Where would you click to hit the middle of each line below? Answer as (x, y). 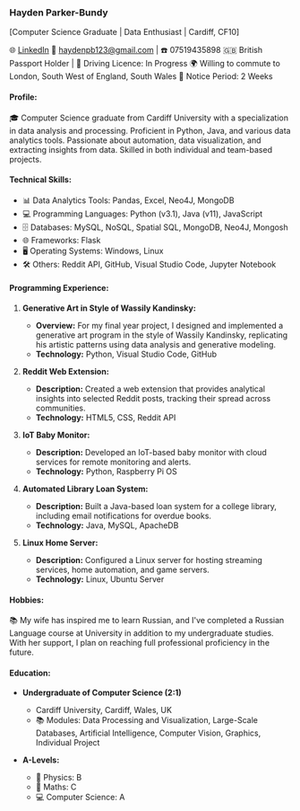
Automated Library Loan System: (85, 489)
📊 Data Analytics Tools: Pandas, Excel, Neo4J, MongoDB (128, 200)
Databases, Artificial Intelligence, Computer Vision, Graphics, (148, 733)
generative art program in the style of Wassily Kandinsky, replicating (162, 335)
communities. (61, 408)
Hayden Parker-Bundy (59, 13)
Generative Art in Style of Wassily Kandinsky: (109, 308)
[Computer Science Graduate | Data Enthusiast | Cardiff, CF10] (124, 32)
